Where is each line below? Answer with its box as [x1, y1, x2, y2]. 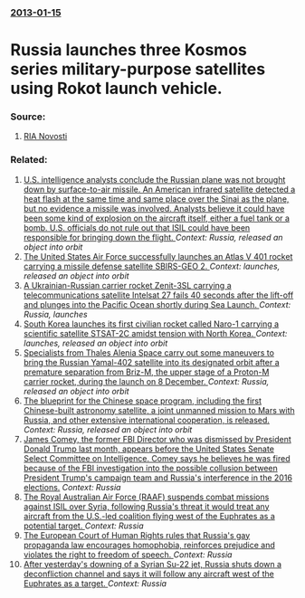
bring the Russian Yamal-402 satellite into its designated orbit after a [23, 356, 280, 367]
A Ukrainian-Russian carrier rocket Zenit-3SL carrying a [23, 280, 232, 290]
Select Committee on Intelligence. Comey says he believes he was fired [23, 452, 291, 463]
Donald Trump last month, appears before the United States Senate [23, 443, 275, 454]
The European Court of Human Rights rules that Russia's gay [23, 529, 251, 540]
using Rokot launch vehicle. [10, 79, 223, 99]
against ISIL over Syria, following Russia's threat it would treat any [23, 500, 270, 512]
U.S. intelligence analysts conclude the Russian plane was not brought [23, 174, 286, 185]
